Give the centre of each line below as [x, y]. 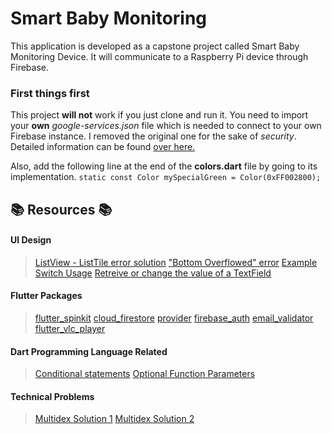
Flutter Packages [46, 296]
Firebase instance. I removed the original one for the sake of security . [153, 136]
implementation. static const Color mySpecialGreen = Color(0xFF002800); [166, 177]
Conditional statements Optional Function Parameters [145, 374]
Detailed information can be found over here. [103, 147]
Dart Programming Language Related [89, 351]
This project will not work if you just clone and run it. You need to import [159, 115]
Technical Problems [52, 396]
